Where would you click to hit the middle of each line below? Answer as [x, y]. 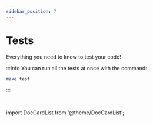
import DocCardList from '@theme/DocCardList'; [65, 113]
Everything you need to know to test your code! [64, 57]
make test [18, 79]
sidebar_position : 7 [31, 11]
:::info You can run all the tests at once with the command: [76, 68]
